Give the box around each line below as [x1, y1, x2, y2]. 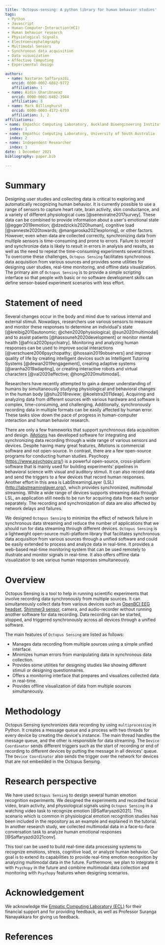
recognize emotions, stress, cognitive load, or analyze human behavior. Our [5, 849, 158, 855]
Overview [5, 574, 46, 585]
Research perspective [5, 776, 97, 787]
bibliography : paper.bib [5, 154, 56, 159]
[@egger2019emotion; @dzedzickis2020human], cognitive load [5, 222, 135, 228]
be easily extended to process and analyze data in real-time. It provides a [5, 541, 154, 547]
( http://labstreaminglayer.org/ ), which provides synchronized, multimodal [5, 484, 153, 491]
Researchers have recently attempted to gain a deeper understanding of [5, 381, 151, 387]
